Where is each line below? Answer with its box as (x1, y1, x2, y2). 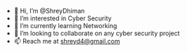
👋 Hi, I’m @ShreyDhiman (13, 7, 85, 15)
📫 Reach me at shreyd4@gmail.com (13, 37, 121, 45)
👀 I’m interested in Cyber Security (13, 14, 112, 22)
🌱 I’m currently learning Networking (13, 22, 117, 30)
